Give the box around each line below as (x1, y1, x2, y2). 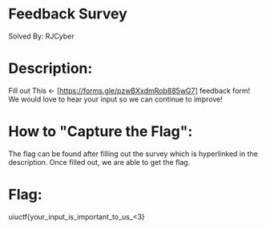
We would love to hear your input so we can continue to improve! (8, 94, 223, 104)
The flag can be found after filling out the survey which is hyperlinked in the (8, 149, 258, 159)
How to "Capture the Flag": (8, 123, 193, 141)
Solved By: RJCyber (8, 31, 75, 41)
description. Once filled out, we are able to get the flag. (8, 157, 191, 167)
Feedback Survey (8, 5, 128, 23)
